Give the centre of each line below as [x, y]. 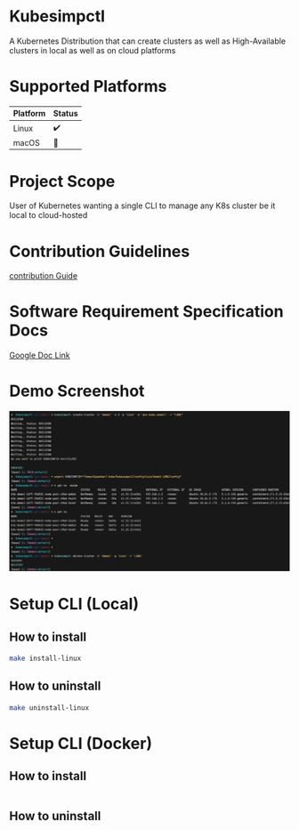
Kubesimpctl [57, 16]
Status [65, 114]
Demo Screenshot [77, 391]
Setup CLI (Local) [74, 604]
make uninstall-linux [49, 708]
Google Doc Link [40, 355]
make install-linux [45, 659]
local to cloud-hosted [48, 215]
